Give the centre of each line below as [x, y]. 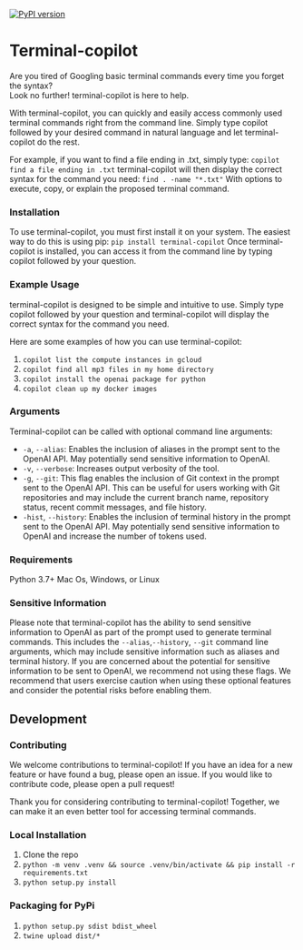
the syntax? [31, 86]
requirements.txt [55, 874]
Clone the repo [50, 854]
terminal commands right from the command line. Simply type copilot [139, 122]
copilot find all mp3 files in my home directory [118, 369]
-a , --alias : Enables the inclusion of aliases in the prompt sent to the [151, 449]
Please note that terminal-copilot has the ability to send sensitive [130, 622]
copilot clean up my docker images [90, 389]
